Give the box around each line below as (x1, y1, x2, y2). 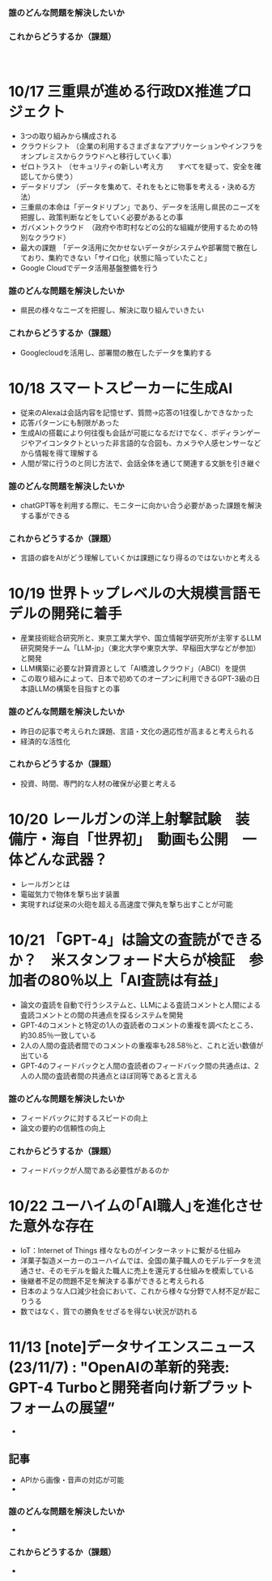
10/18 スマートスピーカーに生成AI (8, 379, 233, 397)
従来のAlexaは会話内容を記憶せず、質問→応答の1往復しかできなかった (19, 408, 254, 417)
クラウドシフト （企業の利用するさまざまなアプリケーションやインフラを (19, 141, 264, 151)
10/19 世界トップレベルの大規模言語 (8, 585, 247, 603)
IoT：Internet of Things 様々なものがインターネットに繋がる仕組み (19, 1246, 241, 1255)
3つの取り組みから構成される (19, 132, 117, 141)
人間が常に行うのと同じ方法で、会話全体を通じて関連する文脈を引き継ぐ (19, 458, 261, 468)
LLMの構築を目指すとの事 (34, 684, 121, 693)
